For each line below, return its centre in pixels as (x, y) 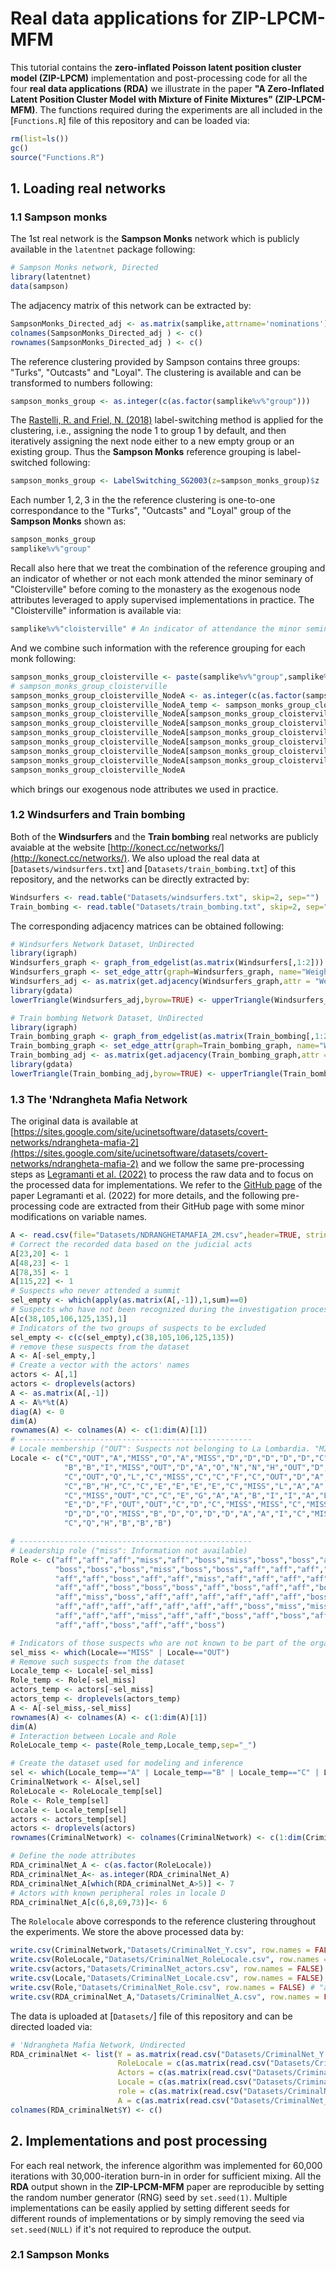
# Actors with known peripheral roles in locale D (118, 1893)
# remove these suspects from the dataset (100, 1347)
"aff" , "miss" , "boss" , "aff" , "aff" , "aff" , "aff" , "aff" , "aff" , (180, 1597)
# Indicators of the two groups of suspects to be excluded (138, 1328)
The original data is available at (74, 1121)
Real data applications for (119, 18)
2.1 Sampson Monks (60, 2255)
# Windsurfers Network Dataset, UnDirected (102, 944)
